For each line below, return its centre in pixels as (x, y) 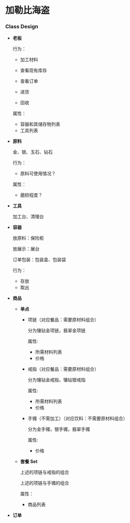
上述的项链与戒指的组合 (45, 472)
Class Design (22, 27)
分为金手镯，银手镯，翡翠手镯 (59, 429)
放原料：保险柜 (28, 238)
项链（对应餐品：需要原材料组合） (63, 320)
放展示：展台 (26, 249)
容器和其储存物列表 (40, 124)
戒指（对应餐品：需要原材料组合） (63, 369)
